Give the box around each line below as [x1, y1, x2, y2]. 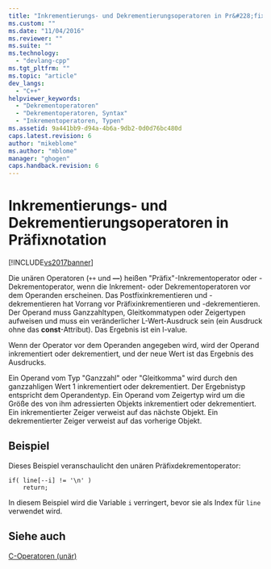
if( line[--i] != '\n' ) [8, 476, 92, 484]
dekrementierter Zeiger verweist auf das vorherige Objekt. [8, 416, 202, 426]
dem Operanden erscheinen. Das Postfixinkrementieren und [8, 291, 208, 300]
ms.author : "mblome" [8, 147, 78, 155]
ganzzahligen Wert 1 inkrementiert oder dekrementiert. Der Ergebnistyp [8, 382, 246, 391]
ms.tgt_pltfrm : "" [8, 65, 70, 73]
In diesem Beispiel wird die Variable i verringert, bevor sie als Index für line [8, 497, 261, 507]
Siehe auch [8, 529, 66, 543]
